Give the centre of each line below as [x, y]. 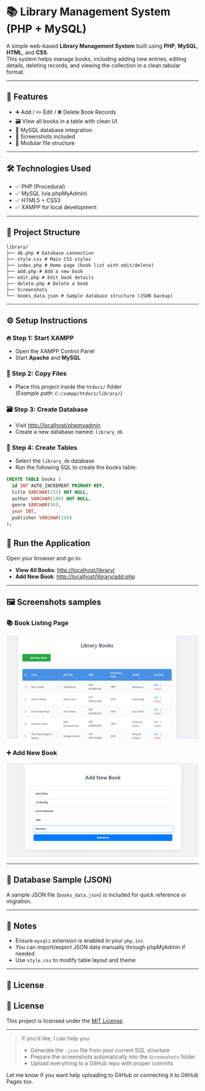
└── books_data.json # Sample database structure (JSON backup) [90, 296]
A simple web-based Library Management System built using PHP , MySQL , [102, 46]
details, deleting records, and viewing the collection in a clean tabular [94, 65]
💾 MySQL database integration [54, 130]
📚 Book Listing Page [38, 623]
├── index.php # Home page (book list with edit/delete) [80, 266]
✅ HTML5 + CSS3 [38, 200]
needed [25, 953]
